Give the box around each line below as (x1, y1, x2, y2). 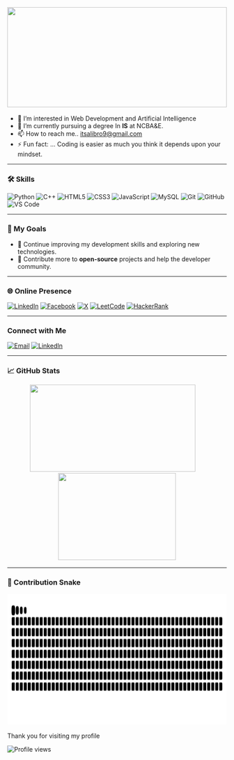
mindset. (17, 150, 43, 158)
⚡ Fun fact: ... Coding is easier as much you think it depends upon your (17, 140, 221, 148)
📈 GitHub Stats (7, 366, 61, 375)
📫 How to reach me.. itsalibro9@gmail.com (17, 130, 143, 138)
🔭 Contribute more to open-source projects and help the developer (17, 254, 211, 263)
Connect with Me (7, 325, 67, 335)
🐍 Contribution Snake (7, 577, 81, 587)
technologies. (17, 247, 57, 256)
